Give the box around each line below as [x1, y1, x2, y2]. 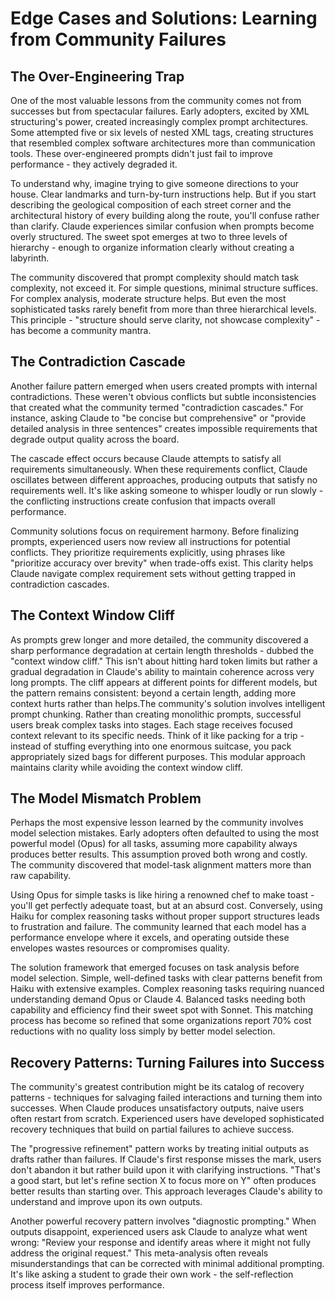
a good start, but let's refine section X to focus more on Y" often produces [10, 1175, 317, 1187]
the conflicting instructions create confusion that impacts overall [10, 495, 276, 507]
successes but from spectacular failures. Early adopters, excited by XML [10, 105, 310, 117]
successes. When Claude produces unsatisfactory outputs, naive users [10, 1102, 305, 1114]
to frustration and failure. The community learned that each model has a [10, 921, 307, 933]
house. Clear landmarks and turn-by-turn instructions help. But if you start [10, 188, 317, 200]
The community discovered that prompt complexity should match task [10, 272, 300, 283]
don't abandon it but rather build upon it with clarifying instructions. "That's [10, 1164, 321, 1176]
